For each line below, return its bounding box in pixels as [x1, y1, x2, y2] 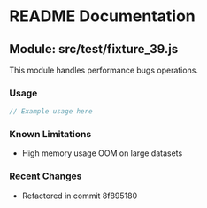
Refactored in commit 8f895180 [21, 190, 138, 201]
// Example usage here [9, 107, 93, 116]
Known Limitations [9, 128, 92, 141]
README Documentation [9, 6, 196, 27]
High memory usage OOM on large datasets [21, 148, 183, 158]
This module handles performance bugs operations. [9, 65, 199, 75]
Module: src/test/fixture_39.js [9, 42, 179, 57]
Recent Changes [9, 170, 82, 182]
